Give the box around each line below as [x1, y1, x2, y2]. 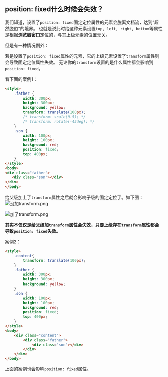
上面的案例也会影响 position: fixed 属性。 [5, 366, 91, 372]
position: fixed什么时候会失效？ [5, 5, 104, 14]
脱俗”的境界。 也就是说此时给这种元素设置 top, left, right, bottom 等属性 [9, 25, 163, 31]
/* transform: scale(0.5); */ [23, 115, 86, 120]
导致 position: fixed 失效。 [5, 228, 61, 234]
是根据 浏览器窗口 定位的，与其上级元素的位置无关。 [5, 32, 110, 38]
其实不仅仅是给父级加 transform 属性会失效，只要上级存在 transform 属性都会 [5, 222, 159, 228]
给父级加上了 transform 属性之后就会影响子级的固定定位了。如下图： [5, 194, 144, 200]
